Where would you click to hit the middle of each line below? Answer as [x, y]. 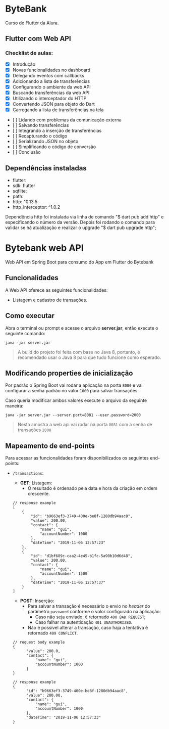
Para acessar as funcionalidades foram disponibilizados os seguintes [77, 458]
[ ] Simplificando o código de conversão [54, 147]
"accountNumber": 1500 [64, 574]
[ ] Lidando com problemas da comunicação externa [67, 120]
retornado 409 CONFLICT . [53, 633]
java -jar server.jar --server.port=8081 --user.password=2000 [73, 415]
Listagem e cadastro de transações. [50, 300]
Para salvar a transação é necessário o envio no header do [89, 606]
